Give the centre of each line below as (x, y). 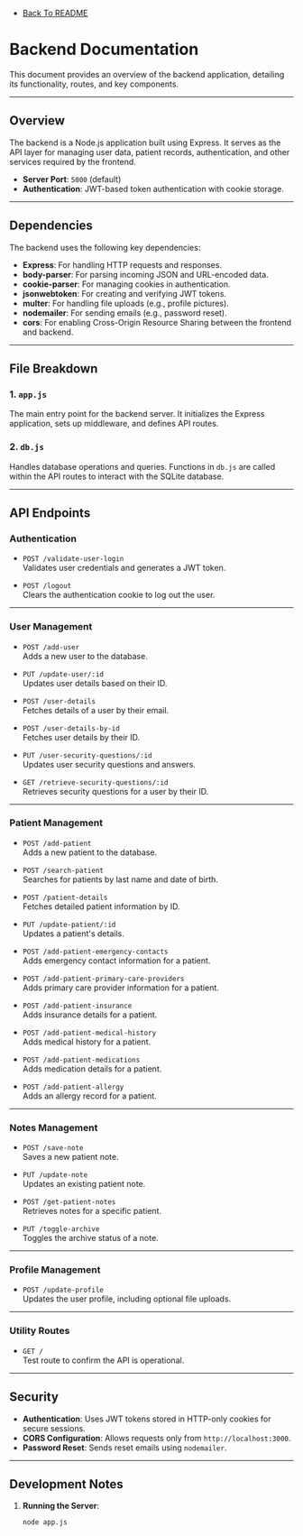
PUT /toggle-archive (61, 1229)
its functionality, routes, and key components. (94, 84)
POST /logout (47, 586)
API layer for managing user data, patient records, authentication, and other (150, 152)
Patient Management (56, 823)
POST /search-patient (63, 870)
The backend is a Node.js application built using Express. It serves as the (145, 143)
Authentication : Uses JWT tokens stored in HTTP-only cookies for (147, 1419)
